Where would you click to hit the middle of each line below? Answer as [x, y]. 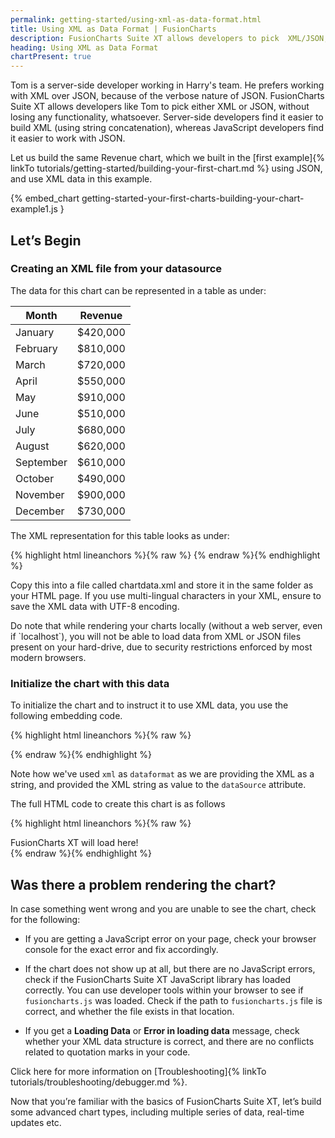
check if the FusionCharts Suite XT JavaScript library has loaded [158, 979]
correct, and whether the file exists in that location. [129, 1011]
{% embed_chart [45, 198]
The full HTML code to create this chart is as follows [118, 804]
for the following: [45, 919]
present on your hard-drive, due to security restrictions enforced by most [161, 647]
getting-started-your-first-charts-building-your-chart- [193, 198]
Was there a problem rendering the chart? [143, 884]
